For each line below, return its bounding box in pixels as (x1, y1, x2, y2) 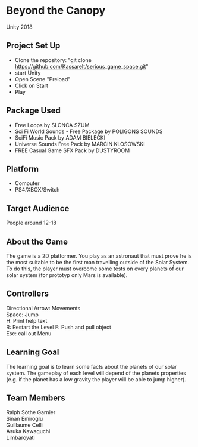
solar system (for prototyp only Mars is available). (6, 272, 128, 278)
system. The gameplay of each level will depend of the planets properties (6, 369, 186, 377)
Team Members (6, 393, 65, 403)
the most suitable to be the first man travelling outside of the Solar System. (6, 259, 189, 266)
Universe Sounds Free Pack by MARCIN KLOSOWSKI (14, 140, 145, 147)
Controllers (6, 289, 49, 299)
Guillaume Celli (6, 421, 43, 428)
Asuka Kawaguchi (6, 428, 51, 435)
